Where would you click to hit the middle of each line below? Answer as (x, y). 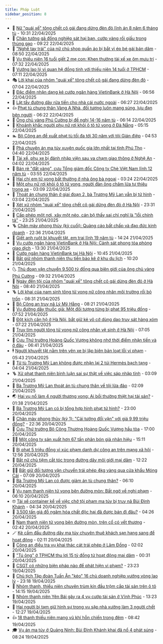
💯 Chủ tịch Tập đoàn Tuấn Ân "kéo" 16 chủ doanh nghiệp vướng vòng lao (85, 576)
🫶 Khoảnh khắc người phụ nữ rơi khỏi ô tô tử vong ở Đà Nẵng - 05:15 (80, 125)
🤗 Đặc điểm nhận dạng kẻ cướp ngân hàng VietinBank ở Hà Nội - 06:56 (83, 92)
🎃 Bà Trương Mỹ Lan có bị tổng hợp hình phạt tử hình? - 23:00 (74, 408)
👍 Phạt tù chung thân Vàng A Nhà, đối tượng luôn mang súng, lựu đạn (82, 108)
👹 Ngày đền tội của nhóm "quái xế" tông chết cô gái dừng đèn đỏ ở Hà (82, 281)
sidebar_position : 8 (26, 14)
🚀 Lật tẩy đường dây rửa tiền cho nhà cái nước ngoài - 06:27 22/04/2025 (85, 102)
